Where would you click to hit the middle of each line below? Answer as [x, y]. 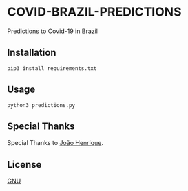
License [24, 165]
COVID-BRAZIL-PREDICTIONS [94, 12]
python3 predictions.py [41, 105]
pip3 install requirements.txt [52, 68]
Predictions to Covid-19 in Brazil [53, 31]
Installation [32, 53]
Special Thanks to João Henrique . [55, 143]
